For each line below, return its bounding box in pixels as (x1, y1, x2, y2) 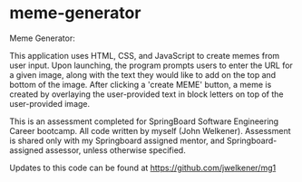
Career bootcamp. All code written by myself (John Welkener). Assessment (9, 125, 292, 136)
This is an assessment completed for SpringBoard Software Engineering (9, 116, 279, 127)
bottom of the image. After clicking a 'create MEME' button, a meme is (9, 79, 272, 90)
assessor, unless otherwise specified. (44, 144, 186, 156)
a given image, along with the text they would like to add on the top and (9, 69, 277, 80)
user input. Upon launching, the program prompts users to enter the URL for (9, 60, 293, 71)
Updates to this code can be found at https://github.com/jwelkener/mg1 (9, 162, 277, 173)
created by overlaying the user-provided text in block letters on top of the (9, 89, 284, 100)
